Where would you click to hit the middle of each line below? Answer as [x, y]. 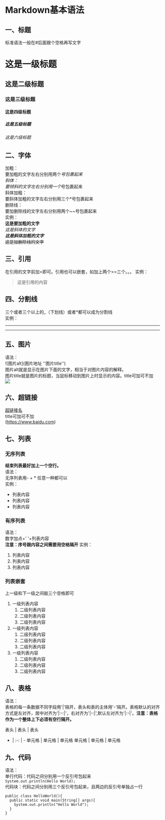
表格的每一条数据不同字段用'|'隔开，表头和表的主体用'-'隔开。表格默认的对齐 [82, 707]
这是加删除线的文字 [25, 242]
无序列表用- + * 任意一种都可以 [36, 478]
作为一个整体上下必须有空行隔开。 [40, 720]
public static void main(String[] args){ [53, 800]
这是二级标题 [25, 84]
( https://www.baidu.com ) [30, 422]
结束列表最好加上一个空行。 [33, 466]
